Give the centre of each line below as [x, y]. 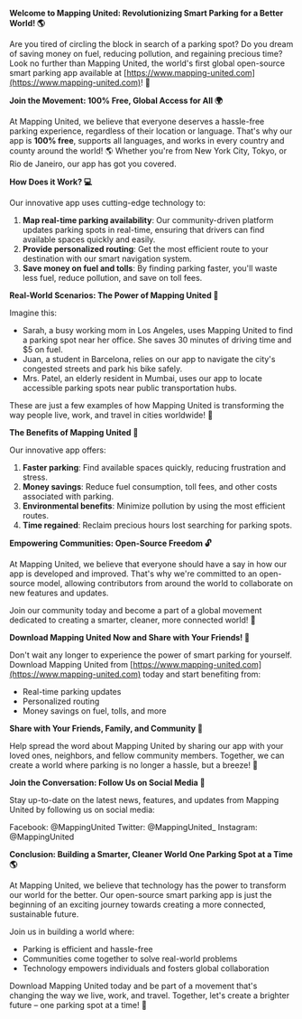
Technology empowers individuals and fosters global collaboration [146, 968]
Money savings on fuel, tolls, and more [94, 711]
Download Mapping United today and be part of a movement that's [133, 986]
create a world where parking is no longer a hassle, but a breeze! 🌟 [134, 765]
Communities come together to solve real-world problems [130, 958]
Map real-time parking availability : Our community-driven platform [148, 220]
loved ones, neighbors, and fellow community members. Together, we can [147, 755]
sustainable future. [44, 914]
